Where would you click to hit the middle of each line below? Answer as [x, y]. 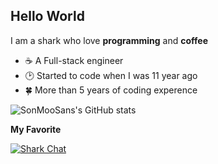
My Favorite [36, 129]
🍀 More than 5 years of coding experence [111, 90]
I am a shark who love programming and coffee [109, 40]
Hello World [47, 16]
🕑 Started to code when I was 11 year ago [111, 75]
